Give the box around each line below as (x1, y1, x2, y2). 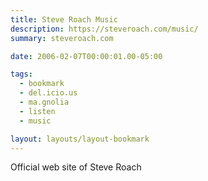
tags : (10, 69, 33, 80)
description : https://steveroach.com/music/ (10, 24, 199, 34)
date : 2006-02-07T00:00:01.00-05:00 (10, 51, 163, 61)
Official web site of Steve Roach (10, 161, 142, 173)
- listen (19, 106, 56, 116)
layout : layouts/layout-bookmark (10, 134, 150, 144)
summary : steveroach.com (10, 33, 114, 43)
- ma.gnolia (19, 97, 70, 107)
